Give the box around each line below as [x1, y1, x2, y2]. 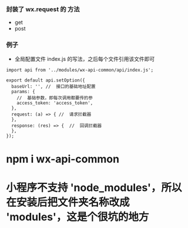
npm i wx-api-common [6, 152, 119, 165]
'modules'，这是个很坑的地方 [6, 210, 149, 223]
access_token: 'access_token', [16, 100, 93, 106]
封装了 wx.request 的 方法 [6, 5, 80, 13]
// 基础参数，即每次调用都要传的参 [16, 95, 93, 101]
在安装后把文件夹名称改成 [6, 195, 130, 209]
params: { [11, 89, 35, 94]
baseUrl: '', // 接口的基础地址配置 [11, 83, 96, 89]
